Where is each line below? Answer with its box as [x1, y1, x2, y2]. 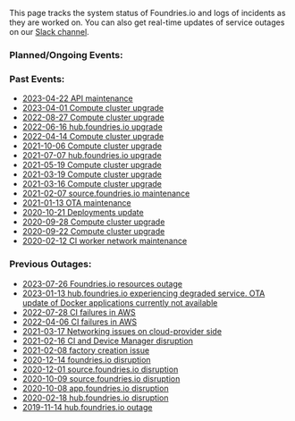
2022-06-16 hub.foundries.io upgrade [21, 122, 163, 132]
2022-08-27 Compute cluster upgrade [21, 112, 164, 123]
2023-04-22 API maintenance [21, 93, 133, 104]
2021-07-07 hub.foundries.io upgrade [21, 150, 163, 161]
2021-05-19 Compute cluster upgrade [21, 160, 163, 171]
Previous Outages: [9, 258, 92, 271]
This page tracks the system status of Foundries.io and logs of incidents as [9, 8, 286, 18]
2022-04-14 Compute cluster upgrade [21, 131, 164, 142]
